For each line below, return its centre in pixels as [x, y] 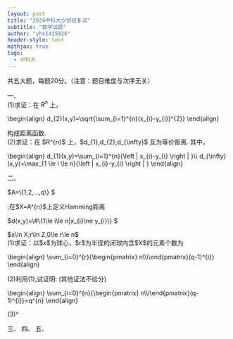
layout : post [26, 14]
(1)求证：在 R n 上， [34, 104]
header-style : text [36, 40]
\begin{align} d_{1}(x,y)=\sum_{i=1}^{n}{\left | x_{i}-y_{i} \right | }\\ [103, 156]
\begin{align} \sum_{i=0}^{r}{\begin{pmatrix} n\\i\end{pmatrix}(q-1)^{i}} [111, 257]
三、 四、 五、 [27, 329]
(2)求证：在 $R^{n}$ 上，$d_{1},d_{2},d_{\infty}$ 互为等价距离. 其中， [108, 142]
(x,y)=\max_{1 [27, 164]
